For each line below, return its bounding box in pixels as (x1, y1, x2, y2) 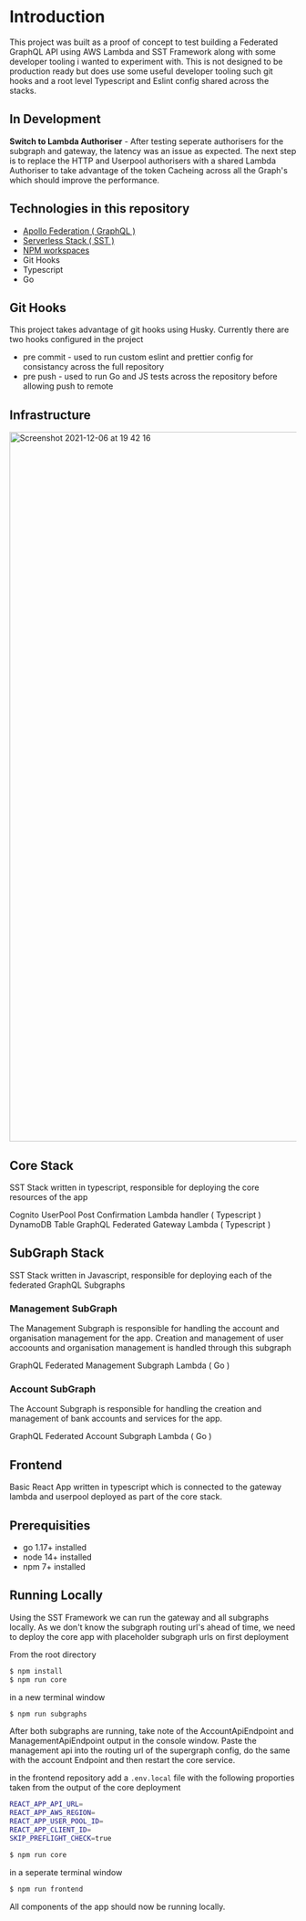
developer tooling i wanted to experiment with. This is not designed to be (9, 56, 283, 67)
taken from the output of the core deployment (9, 1782, 181, 1793)
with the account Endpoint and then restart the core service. (9, 1755, 236, 1766)
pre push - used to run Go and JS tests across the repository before (22, 371, 278, 382)
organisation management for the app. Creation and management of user (9, 1332, 284, 1343)
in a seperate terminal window (9, 1866, 123, 1877)
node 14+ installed (22, 1551, 93, 1562)
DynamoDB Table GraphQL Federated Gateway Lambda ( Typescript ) (9, 1219, 271, 1229)
